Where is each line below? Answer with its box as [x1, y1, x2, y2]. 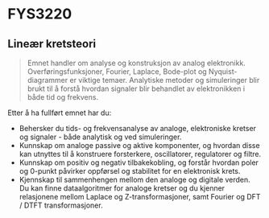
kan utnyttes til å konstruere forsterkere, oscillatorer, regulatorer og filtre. [19, 150, 262, 158]
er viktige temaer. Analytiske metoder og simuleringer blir [69, 76, 260, 84]
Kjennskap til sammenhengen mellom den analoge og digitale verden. [19, 175, 250, 184]
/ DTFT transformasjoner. [19, 200, 103, 210]
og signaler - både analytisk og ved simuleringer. [19, 132, 182, 142]
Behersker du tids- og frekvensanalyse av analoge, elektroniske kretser [19, 124, 257, 133]
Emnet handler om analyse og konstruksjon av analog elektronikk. [27, 58, 246, 68]
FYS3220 [7, 5, 72, 23]
